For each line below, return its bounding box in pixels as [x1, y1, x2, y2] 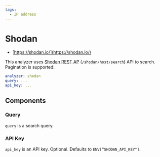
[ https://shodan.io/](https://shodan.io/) [12, 49, 91, 55]
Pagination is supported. [5, 64, 55, 70]
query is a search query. [5, 122, 54, 128]
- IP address [9, 12, 37, 17]
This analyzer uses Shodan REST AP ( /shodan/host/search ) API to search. [5, 59, 156, 65]
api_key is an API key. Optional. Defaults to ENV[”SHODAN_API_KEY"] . [5, 146, 141, 152]
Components [5, 97, 46, 105]
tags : [5, 7, 16, 12]
